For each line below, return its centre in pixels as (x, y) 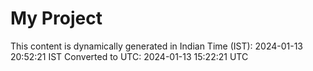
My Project (56, 18)
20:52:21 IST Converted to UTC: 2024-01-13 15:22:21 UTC (129, 56)
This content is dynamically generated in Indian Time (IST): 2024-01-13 (157, 46)
